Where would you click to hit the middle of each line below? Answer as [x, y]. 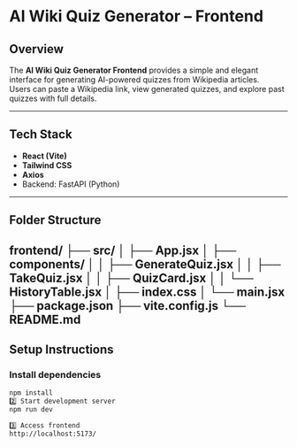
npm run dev [31, 410]
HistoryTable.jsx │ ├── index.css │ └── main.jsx [147, 292]
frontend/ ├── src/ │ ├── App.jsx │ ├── [123, 250]
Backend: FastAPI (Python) [71, 184]
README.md [45, 319]
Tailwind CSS [47, 165]
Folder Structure [55, 220]
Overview [37, 49]
